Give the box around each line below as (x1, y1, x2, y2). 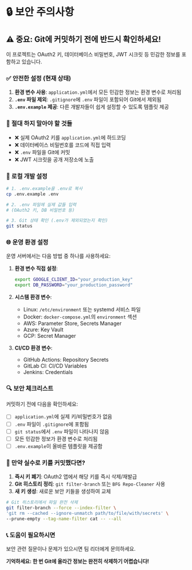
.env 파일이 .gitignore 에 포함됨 (14, 420, 89, 428)
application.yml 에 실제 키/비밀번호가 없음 (14, 413, 112, 420)
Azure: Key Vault (23, 326, 64, 333)
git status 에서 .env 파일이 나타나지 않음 (14, 428, 109, 435)
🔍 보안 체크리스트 (6, 385, 54, 393)
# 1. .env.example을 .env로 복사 (6, 185, 83, 191)
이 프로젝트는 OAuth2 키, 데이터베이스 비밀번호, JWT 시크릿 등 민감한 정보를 (6, 51, 180, 57)
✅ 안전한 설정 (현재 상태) (6, 74, 71, 82)
